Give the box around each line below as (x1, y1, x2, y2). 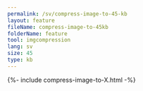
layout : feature (7, 17, 55, 24)
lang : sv (7, 43, 33, 50)
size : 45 (7, 50, 33, 57)
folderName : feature (7, 30, 68, 37)
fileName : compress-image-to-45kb (7, 23, 109, 30)
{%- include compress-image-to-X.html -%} (7, 75, 136, 84)
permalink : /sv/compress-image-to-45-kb (7, 10, 128, 18)
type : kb (7, 56, 33, 63)
